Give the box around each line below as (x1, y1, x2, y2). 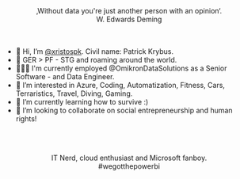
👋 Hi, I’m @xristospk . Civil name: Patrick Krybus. (15, 47, 174, 56)
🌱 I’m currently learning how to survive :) (15, 97, 149, 106)
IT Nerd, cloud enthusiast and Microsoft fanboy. (51, 153, 208, 162)
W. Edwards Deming (96, 14, 162, 24)
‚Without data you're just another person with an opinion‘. (36, 6, 223, 15)
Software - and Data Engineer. (15, 72, 115, 81)
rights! (15, 114, 37, 124)
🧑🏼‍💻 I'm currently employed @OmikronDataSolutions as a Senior (15, 63, 227, 73)
